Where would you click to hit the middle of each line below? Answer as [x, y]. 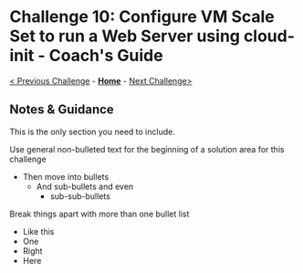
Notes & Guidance [62, 110]
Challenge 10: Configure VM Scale [142, 17]
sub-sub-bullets [80, 196]
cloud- [269, 36]
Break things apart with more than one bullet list [99, 214]
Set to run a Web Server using [125, 36]
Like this [38, 231]
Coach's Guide [106, 56]
